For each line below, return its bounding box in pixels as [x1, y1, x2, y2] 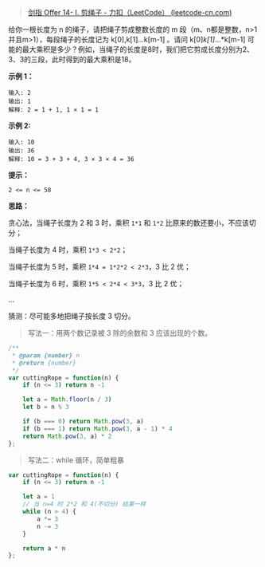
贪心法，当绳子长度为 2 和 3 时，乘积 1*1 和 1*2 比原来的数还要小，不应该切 [8, 219, 256, 227]
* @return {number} [11, 359, 77, 367]
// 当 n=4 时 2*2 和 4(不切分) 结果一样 [22, 500, 146, 509]
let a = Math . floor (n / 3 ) [22, 396, 112, 404]
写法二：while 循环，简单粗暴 [27, 455, 125, 465]
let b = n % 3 [22, 403, 69, 411]
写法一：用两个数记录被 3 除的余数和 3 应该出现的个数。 [27, 329, 212, 337]
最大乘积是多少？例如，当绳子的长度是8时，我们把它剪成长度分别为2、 [21, 45, 255, 54]
